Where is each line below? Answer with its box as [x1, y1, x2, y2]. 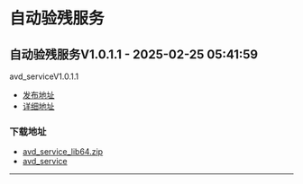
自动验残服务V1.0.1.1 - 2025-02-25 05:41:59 [9, 47, 259, 62]
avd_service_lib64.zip [22, 146, 104, 157]
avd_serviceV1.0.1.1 [9, 71, 79, 82]
